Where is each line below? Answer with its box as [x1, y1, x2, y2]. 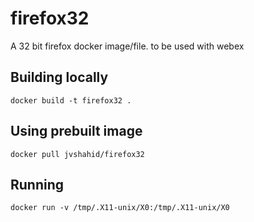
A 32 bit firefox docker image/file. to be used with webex [10, 40, 245, 52]
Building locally [10, 69, 109, 86]
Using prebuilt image [10, 123, 143, 140]
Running [10, 176, 65, 193]
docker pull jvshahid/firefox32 [10, 149, 145, 159]
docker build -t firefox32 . [10, 95, 132, 106]
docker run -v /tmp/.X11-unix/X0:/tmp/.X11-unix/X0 [10, 203, 230, 213]
